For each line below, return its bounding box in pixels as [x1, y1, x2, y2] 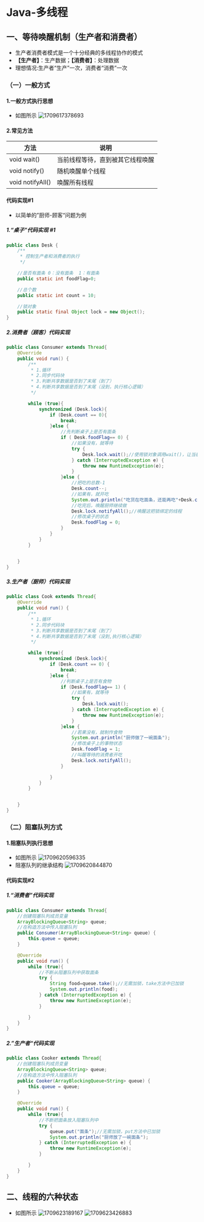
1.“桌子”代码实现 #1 [6, 226, 56, 234]
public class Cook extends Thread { [6, 594, 97, 600]
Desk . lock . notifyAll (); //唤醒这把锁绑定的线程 [71, 508, 182, 514]
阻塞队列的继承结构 [15, 862, 64, 869]
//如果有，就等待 [71, 689, 109, 696]
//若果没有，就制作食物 [71, 729, 123, 736]
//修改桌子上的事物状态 [71, 740, 123, 746]
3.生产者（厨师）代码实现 [6, 578, 70, 585]
